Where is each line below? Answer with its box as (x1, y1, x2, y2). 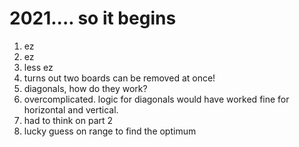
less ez (23, 61, 54, 73)
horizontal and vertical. (23, 103, 119, 116)
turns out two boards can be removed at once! (23, 72, 216, 84)
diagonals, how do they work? (23, 82, 148, 94)
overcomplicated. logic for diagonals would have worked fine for (23, 93, 290, 105)
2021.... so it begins (9, 7, 177, 30)
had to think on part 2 (23, 114, 114, 126)
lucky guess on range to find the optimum (23, 125, 197, 137)
